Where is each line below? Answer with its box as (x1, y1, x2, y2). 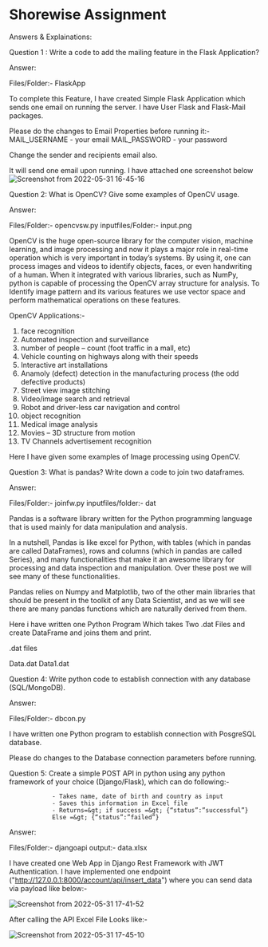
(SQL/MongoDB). (9, 682, 66, 692)
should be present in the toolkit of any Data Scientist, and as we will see (9, 595, 246, 605)
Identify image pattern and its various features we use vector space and (9, 286, 246, 296)
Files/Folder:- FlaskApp (9, 78, 86, 88)
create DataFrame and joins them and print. (9, 628, 152, 637)
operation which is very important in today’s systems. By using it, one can (9, 253, 251, 262)
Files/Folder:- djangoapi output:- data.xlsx (9, 842, 148, 852)
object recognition (20, 411, 81, 420)
